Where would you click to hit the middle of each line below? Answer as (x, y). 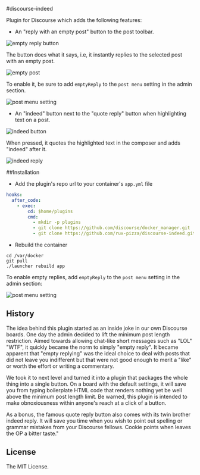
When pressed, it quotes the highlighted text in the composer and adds (93, 143)
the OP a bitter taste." (32, 433)
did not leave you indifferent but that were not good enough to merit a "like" (99, 360)
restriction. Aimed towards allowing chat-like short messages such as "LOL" (99, 340)
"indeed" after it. (26, 149)
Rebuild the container (41, 245)
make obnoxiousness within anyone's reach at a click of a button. (86, 403)
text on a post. (32, 120)
